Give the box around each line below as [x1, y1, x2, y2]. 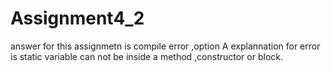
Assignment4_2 [10, 7, 145, 30]
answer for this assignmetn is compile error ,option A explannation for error [10, 40, 321, 52]
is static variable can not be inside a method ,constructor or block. [10, 50, 284, 62]
